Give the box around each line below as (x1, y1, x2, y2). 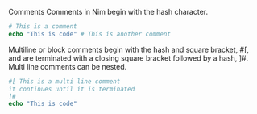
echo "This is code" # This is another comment (8, 30, 172, 38)
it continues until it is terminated (8, 85, 135, 93)
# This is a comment (8, 23, 78, 31)
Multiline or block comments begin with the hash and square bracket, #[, (8, 44, 250, 54)
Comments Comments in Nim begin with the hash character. (8, 7, 209, 16)
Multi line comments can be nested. (8, 61, 127, 71)
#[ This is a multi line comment (8, 77, 121, 86)
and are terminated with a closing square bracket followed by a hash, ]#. (8, 53, 249, 63)
